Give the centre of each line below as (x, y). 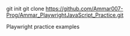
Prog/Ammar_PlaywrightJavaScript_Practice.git (65, 15)
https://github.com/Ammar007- (84, 9)
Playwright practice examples (43, 27)
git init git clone (25, 9)
